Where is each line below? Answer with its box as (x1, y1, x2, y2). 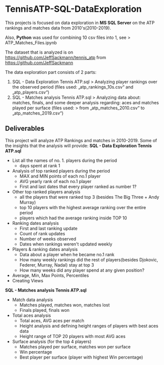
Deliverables (5, 124, 45, 133)
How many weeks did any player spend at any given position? (19, 267, 145, 273)
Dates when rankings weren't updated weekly (19, 241, 112, 247)
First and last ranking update (19, 225, 78, 231)
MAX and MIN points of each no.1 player (19, 173, 101, 179)
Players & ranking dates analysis (12, 246, 78, 252)
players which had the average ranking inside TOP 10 (19, 215, 127, 221)
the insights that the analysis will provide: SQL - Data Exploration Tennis (5, 143, 152, 149)
